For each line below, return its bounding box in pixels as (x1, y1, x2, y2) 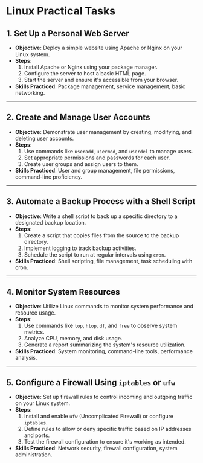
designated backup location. (14, 219, 86, 226)
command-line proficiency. (14, 173, 83, 180)
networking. (14, 89, 45, 96)
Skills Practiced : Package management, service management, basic (14, 83, 186, 90)
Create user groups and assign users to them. (24, 160, 138, 167)
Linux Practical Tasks (6, 4, 116, 18)
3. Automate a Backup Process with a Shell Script (6, 196, 196, 206)
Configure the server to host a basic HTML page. (24, 70, 146, 77)
